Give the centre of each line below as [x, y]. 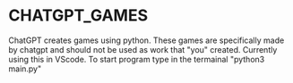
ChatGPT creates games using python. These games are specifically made [146, 40]
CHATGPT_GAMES [78, 16]
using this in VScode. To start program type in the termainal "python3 [137, 59]
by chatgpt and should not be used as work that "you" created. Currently [143, 49]
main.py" [25, 69]
